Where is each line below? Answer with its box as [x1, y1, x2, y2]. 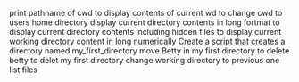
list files [9, 64, 38, 75]
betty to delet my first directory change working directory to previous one [9, 55, 280, 65]
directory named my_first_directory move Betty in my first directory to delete [9, 45, 290, 56]
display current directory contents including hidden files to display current [9, 27, 282, 37]
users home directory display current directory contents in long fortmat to [9, 17, 280, 28]
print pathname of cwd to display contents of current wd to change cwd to [9, 8, 283, 18]
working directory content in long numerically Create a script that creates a [9, 36, 286, 46]
